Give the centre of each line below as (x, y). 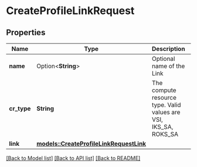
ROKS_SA (165, 134)
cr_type (20, 108)
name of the (168, 66)
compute (164, 90)
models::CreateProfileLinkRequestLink (91, 144)
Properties (26, 33)
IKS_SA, (162, 127)
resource (164, 98)
